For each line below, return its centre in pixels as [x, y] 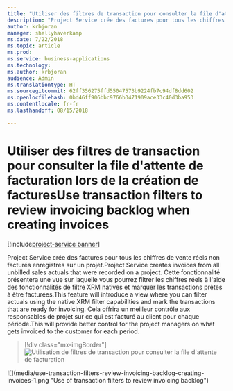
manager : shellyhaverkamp [44, 33]
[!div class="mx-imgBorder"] [66, 344]
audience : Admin [31, 78]
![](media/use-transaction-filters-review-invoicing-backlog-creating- [106, 373]
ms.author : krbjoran [37, 72]
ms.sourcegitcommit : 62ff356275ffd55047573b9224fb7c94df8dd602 [101, 91]
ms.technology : [29, 65]
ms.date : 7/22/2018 [35, 40]
